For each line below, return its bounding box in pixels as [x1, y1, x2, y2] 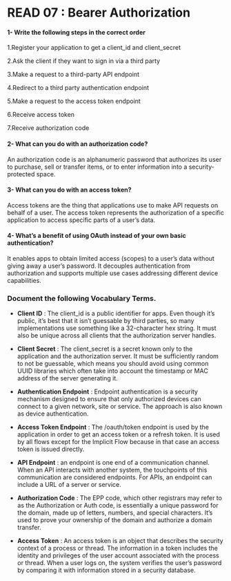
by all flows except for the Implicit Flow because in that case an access [17, 438, 219, 446]
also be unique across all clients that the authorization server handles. [17, 331, 217, 340]
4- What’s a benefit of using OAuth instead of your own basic [7, 232, 186, 240]
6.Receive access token [7, 111, 74, 119]
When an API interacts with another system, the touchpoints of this [17, 465, 208, 474]
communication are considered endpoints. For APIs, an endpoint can [17, 473, 212, 481]
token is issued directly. [17, 445, 85, 454]
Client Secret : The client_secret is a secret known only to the [17, 344, 193, 353]
